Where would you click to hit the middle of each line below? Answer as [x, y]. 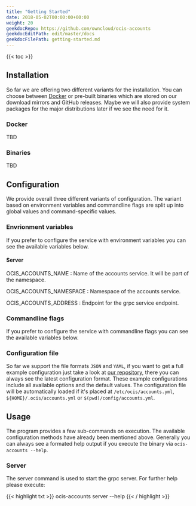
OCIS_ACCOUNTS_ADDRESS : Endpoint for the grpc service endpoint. [93, 303]
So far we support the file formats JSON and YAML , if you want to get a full [95, 366]
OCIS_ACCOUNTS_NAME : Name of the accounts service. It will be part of [98, 273]
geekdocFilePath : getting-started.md [53, 39]
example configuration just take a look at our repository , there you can [93, 372]
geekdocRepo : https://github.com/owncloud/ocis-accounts [79, 28]
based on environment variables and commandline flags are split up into [95, 205]
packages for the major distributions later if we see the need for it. [88, 109]
